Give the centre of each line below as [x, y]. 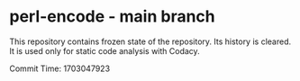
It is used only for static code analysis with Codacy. [105, 50]
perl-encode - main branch [113, 17]
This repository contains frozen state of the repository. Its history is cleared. [150, 41]
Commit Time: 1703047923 [60, 68]
